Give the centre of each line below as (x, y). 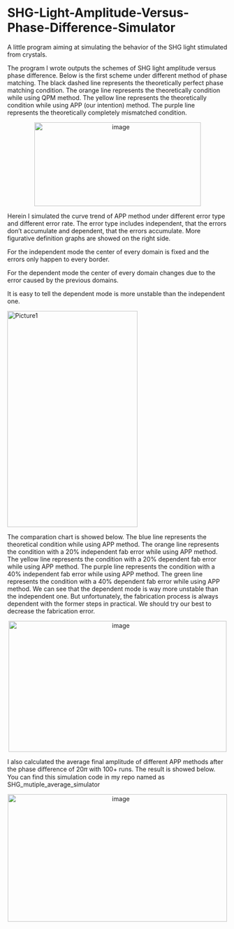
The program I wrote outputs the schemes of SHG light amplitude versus (112, 68)
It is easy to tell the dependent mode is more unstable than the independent (116, 293)
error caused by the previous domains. (63, 280)
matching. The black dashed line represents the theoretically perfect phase (115, 82)
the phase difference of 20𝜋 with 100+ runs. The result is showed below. (111, 769)
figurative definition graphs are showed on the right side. (89, 238)
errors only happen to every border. (59, 259)
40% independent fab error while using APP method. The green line (105, 573)
